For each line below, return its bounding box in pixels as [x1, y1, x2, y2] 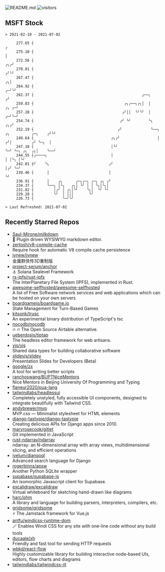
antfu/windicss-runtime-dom [12, 517, 71, 523]
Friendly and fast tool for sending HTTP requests [12, 540, 112, 546]
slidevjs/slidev [12, 353, 41, 358]
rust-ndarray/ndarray [12, 436, 55, 442]
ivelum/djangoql [12, 452, 45, 458]
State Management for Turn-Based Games [12, 305, 99, 311]
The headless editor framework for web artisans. [12, 337, 112, 343]
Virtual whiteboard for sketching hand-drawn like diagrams [12, 489, 132, 495]
